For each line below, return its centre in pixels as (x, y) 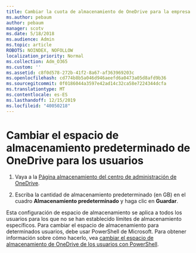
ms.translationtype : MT (36, 89)
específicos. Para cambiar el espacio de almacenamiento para (83, 225)
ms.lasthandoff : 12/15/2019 (41, 100)
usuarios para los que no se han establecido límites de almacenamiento (94, 219)
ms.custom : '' (24, 67)
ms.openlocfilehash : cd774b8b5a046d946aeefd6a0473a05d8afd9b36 (86, 78)
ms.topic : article (29, 45)
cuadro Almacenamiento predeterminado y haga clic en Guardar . (97, 201)
